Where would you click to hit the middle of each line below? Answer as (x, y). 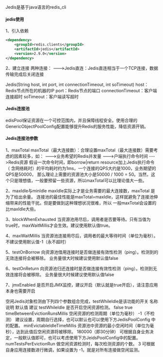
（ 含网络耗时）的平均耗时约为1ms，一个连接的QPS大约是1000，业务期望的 (81, 168)
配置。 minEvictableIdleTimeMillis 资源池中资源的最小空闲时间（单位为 (80, 325)
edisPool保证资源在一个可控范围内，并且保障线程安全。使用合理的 (72, 120)
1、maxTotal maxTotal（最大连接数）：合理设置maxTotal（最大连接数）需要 (80, 150)
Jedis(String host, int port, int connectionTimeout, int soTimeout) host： (77, 85)
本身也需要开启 (20, 291)
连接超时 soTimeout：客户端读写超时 (42, 97)
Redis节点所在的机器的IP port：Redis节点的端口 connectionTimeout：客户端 (81, 90)
